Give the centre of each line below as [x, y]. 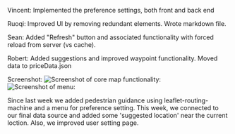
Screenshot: [25, 79]
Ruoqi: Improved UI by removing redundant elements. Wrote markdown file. [117, 24]
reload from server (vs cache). [52, 45]
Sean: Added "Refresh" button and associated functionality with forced [110, 37]
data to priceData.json [40, 66]
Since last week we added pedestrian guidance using [85, 100]
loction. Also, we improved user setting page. [73, 123]
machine [20, 108]
